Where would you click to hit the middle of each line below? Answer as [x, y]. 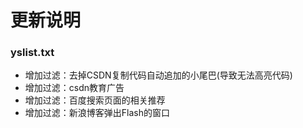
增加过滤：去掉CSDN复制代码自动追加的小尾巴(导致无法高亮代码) [158, 75]
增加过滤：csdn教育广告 [74, 88]
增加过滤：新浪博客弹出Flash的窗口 [97, 113]
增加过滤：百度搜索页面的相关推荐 [95, 100]
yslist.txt [32, 53]
